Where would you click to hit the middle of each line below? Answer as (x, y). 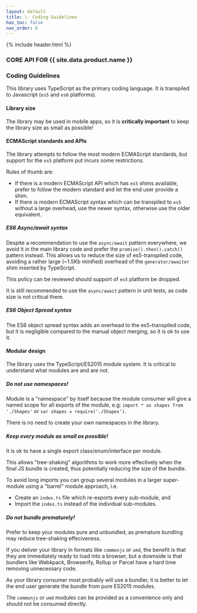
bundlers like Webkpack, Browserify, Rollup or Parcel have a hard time (91, 562)
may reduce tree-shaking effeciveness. (54, 538)
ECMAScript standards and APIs (46, 141)
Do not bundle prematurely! (41, 517)
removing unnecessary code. (41, 568)
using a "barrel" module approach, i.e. (72, 486)
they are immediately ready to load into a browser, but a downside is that (94, 556)
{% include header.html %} (39, 45)
